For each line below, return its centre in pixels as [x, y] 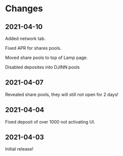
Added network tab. [25, 38]
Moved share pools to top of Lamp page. [46, 58]
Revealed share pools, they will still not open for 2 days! [62, 94]
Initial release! [19, 149]
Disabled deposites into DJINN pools [42, 67]
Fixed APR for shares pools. [33, 48]
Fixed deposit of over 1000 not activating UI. [50, 122]
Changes [24, 9]
